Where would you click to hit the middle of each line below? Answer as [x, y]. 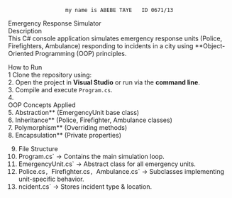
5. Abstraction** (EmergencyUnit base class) [74, 112]
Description [25, 31]
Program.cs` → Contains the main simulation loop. [92, 156]
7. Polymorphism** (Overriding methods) [68, 127]
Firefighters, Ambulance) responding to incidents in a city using [101, 46]
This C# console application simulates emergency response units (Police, [115, 38]
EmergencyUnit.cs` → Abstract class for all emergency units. [107, 164]
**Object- [210, 46]
